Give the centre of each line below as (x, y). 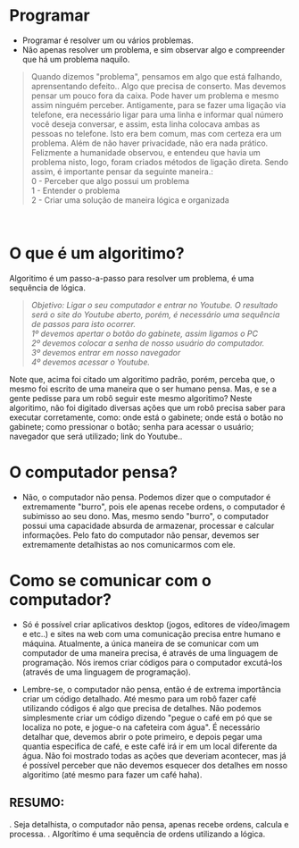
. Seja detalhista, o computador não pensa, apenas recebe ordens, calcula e (149, 824)
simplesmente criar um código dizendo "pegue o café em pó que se (147, 718)
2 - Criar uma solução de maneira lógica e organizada (130, 200)
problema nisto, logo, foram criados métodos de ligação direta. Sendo (159, 162)
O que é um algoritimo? (97, 253)
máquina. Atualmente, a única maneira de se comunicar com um (140, 643)
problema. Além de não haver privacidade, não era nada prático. (149, 143)
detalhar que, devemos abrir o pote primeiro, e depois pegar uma (142, 736)
